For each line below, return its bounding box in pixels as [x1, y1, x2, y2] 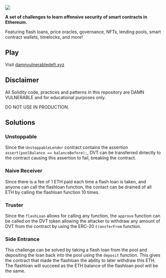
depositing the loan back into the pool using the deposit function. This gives [5, 252, 161, 258]
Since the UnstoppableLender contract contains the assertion [5, 144, 128, 151]
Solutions [5, 118, 36, 127]
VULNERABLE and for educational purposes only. [5, 94, 106, 100]
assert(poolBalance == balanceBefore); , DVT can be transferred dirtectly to [5, 150, 161, 156]
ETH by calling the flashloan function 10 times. [5, 189, 100, 195]
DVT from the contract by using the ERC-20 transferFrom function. [5, 223, 142, 229]
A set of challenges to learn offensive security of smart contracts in [5, 14, 148, 20]
